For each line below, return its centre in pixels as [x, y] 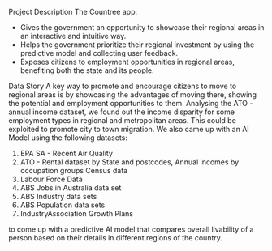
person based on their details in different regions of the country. [116, 238]
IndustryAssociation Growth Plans [77, 213]
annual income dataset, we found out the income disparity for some [122, 112]
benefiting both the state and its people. [87, 70]
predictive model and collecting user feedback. [99, 53]
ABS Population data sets [63, 205]
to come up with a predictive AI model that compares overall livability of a [131, 229]
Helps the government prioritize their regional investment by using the [137, 45]
